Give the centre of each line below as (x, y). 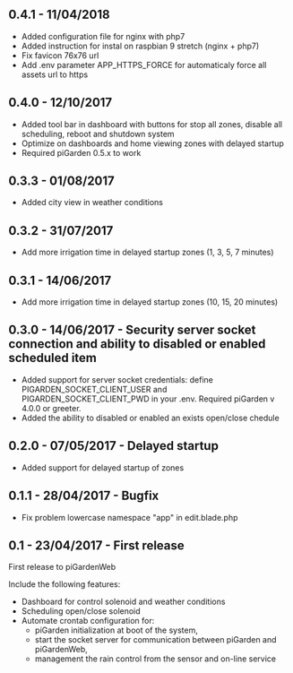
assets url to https (55, 74)
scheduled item (53, 358)
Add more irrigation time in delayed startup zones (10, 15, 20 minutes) (150, 302)
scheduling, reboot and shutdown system (98, 134)
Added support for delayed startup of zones (103, 467)
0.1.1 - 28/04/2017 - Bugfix (84, 496)
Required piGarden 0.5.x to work (81, 152)
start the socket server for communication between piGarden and (155, 640)
